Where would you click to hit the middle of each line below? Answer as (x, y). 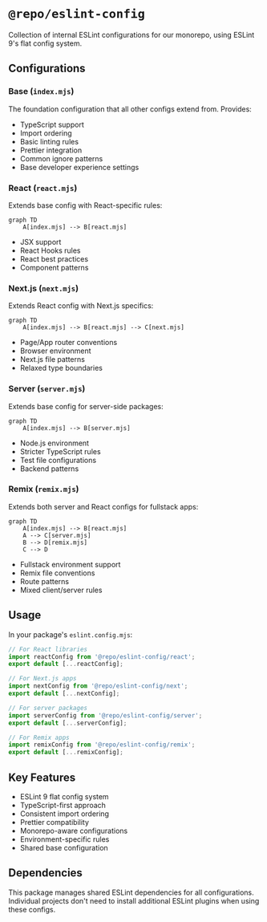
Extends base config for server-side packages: (86, 406)
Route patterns (44, 581)
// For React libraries (48, 649)
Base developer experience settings (79, 167)
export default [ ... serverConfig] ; (68, 723)
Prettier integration (51, 150)
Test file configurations (58, 460)
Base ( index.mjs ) (41, 91)
